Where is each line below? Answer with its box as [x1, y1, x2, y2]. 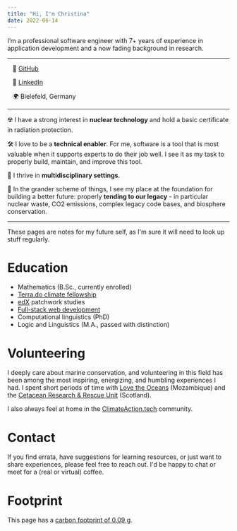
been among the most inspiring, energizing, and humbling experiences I [7, 376, 217, 385]
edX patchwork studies [17, 298, 85, 306]
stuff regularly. [7, 234, 50, 244]
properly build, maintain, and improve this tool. [7, 157, 142, 166]
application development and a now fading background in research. [7, 44, 204, 52]
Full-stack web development [17, 305, 101, 314]
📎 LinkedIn [12, 78, 44, 86]
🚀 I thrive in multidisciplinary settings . [7, 171, 121, 179]
